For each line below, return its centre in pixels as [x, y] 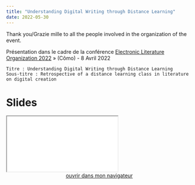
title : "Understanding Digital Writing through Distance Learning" [91, 12]
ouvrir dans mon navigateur [99, 176]
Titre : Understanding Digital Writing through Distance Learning [90, 69]
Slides [22, 103]
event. [14, 40]
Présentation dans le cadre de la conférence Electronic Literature [85, 51]
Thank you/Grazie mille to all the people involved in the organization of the [97, 34]
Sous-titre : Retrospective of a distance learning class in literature [97, 74]
